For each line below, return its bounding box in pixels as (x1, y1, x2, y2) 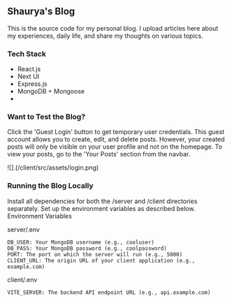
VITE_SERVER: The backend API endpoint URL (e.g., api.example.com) (7, 289, 211, 296)
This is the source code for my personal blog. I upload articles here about (7, 24, 219, 32)
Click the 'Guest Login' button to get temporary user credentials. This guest (7, 128, 225, 136)
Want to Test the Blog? (7, 112, 86, 121)
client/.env (7, 275, 38, 283)
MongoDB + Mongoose (17, 87, 85, 96)
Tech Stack (7, 49, 47, 59)
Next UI (17, 73, 40, 81)
